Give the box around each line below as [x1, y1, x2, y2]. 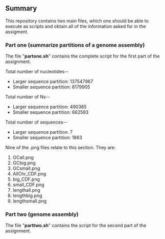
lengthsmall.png [12, 198, 47, 204]
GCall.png [12, 154, 34, 161]
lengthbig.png [12, 192, 42, 199]
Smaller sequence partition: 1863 [12, 134, 83, 141]
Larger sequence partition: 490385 [12, 104, 87, 110]
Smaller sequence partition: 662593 [12, 109, 89, 115]
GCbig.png [12, 160, 36, 166]
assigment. [5, 28, 29, 35]
